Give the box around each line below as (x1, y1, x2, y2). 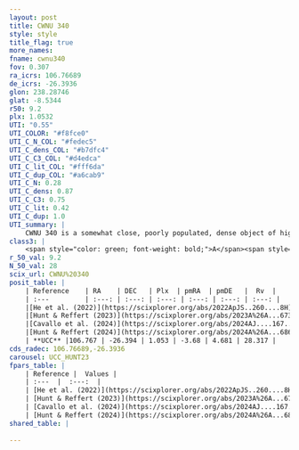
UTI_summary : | (9, 220, 66, 229)
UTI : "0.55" (9, 121, 53, 130)
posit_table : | (9, 278, 66, 287)
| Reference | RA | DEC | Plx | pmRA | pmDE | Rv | (25, 286, 277, 295)
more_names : (9, 46, 53, 55)
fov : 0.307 (9, 63, 50, 72)
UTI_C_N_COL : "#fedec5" (9, 137, 98, 146)
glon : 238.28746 (9, 87, 69, 96)
